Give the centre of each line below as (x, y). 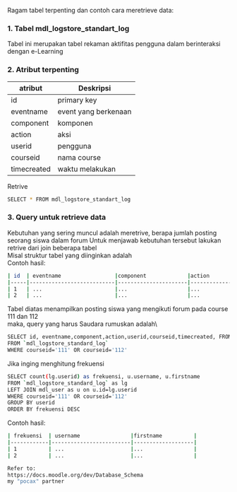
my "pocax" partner (36, 481)
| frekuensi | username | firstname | (102, 436)
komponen (75, 123)
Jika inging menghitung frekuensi (56, 363)
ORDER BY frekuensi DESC (44, 409)
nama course (79, 157)
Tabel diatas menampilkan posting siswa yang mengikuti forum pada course (118, 309)
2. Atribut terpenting (43, 70)
